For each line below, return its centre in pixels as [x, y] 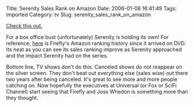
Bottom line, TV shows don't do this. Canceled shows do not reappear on [94, 67]
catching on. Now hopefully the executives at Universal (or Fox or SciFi [91, 85]
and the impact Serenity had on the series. [57, 56]
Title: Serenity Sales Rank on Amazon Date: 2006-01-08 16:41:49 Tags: [91, 8]
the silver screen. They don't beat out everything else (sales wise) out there [97, 73]
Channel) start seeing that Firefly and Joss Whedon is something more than [97, 92]
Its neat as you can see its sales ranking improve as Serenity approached [94, 49]
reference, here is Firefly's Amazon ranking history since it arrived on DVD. [96, 43]
